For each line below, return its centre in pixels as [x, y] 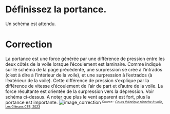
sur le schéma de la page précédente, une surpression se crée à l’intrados [84, 69]
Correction [29, 44]
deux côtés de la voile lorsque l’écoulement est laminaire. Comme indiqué [83, 64]
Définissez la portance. [56, 9]
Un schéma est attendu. [31, 24]
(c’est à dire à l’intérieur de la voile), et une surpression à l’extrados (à [79, 75]
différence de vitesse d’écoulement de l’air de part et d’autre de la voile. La [84, 86]
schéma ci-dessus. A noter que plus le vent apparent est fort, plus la [78, 97]
